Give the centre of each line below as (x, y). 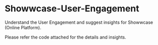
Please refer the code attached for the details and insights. (65, 37)
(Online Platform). (23, 27)
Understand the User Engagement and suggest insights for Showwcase (79, 22)
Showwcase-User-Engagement (72, 9)
